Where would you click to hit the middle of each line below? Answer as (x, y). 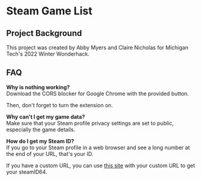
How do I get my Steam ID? (40, 141)
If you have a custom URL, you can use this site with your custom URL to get (100, 165)
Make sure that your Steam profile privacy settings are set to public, (90, 123)
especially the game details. (41, 129)
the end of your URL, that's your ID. (50, 153)
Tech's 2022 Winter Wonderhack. (48, 54)
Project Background (44, 33)
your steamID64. (27, 171)
